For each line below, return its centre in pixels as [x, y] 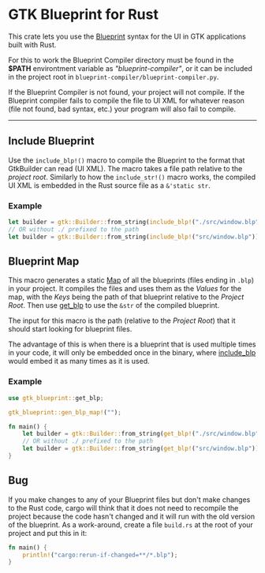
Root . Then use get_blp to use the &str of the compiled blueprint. [114, 305]
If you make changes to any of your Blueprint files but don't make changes [129, 500]
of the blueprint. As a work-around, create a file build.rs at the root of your [131, 524]
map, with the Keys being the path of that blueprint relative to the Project [126, 297]
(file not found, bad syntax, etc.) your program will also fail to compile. [122, 109]
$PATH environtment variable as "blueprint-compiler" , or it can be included [130, 68]
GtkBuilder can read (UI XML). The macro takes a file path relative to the [125, 168]
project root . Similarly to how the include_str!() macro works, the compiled [132, 177]
